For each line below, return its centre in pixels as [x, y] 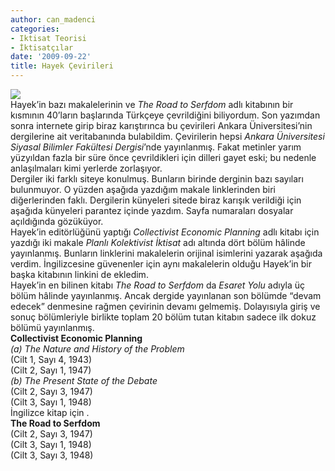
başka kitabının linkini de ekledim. [79, 274]
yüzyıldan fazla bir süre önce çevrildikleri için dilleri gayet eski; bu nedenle [163, 157]
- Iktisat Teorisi [48, 38]
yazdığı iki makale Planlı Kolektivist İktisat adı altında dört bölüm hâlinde [158, 242]
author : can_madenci [53, 19]
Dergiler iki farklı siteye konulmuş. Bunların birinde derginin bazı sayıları [157, 179]
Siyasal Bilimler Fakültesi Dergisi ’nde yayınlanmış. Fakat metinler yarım [156, 147]
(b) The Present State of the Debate [84, 380]
